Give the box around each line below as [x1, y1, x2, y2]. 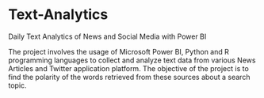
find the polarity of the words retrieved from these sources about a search [8, 72, 251, 81]
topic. [8, 81, 27, 90]
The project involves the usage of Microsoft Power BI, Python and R [8, 47, 230, 56]
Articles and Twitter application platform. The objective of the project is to [8, 63, 250, 73]
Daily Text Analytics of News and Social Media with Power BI [8, 32, 207, 41]
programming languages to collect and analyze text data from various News [8, 55, 256, 65]
